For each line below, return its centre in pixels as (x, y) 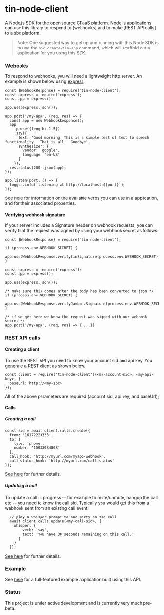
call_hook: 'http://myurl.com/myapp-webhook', (58, 457)
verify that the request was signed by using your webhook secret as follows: (82, 231)
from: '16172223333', (31, 435)
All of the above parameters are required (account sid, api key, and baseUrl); (82, 396)
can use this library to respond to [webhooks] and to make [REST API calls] (81, 27)
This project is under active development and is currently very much (74, 603)
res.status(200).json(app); (38, 168)
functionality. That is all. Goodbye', (48, 142)
